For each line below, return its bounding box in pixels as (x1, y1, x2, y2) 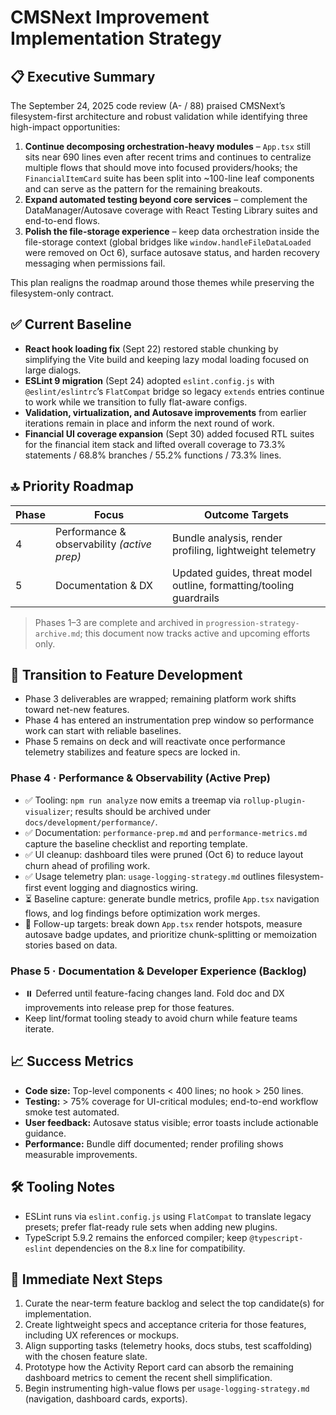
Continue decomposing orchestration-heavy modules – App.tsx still (24, 141, 311, 152)
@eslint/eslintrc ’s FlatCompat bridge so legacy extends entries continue (24, 385, 325, 397)
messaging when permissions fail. (24, 257, 166, 269)
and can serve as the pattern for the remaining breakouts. (24, 183, 263, 195)
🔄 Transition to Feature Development (10, 667, 243, 684)
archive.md (34, 629, 81, 639)
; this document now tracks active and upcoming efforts (79, 627, 311, 639)
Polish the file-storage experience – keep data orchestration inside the (24, 226, 320, 237)
